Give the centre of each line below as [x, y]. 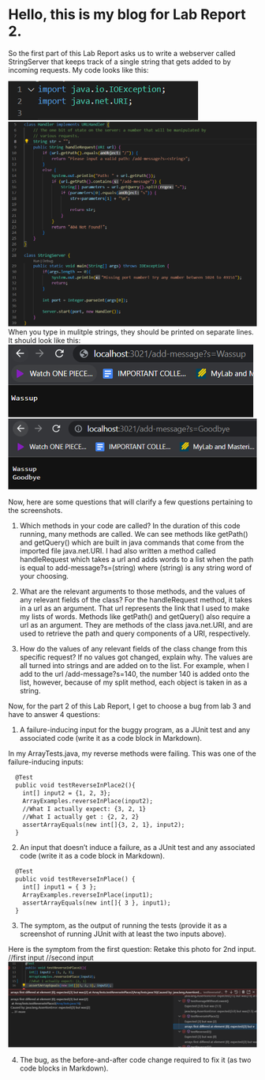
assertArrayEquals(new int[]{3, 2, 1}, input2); [104, 825]
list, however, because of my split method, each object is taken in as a [133, 682]
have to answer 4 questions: [54, 714]
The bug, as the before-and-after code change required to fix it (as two [135, 1059]
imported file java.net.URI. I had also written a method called [118, 550]
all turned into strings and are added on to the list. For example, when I [134, 665]
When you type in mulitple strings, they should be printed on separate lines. [131, 332]
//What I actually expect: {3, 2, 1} [84, 809]
